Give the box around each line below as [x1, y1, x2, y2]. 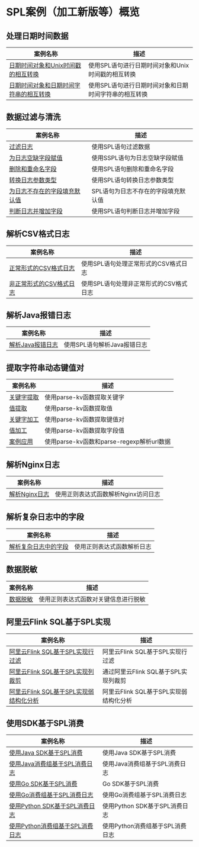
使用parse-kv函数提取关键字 [44, 393, 124, 401]
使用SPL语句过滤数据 [91, 143, 150, 151]
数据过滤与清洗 [6, 112, 61, 122]
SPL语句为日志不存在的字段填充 [91, 187, 180, 195]
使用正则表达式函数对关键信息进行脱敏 [38, 595, 146, 603]
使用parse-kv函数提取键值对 [44, 416, 124, 424]
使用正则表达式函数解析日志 [74, 542, 152, 550]
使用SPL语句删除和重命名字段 [91, 165, 174, 173]
